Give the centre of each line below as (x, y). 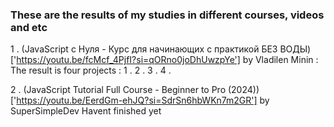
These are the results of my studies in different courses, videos (167, 15)
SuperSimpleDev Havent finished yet (86, 111)
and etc (29, 27)
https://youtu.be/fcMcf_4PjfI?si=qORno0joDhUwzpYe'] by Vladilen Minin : (167, 60)
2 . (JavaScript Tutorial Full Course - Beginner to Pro (118, 90)
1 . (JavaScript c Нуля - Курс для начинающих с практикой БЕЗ (144, 49)
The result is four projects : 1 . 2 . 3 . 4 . (91, 70)
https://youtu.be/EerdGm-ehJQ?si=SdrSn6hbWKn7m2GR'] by (143, 100)
